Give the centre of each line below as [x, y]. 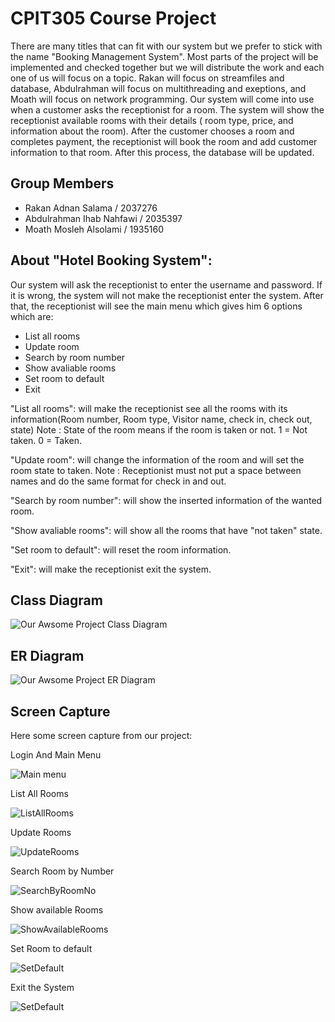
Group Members [62, 183]
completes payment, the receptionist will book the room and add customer [164, 141]
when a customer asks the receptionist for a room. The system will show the [167, 109]
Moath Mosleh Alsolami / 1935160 [94, 229]
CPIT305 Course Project [113, 18]
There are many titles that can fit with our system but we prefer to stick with [166, 46]
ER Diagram [47, 655]
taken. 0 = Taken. [46, 440]
